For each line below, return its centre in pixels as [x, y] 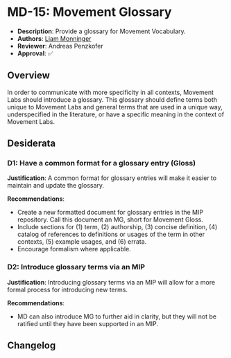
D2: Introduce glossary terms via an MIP [76, 267]
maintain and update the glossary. [56, 186]
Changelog [32, 346]
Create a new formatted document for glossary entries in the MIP [110, 213]
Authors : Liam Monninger [54, 38]
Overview [29, 76]
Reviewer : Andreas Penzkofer [60, 46]
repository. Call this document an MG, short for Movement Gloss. [110, 220]
